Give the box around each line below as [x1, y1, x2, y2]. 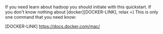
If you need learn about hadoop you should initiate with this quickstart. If [5, 4, 151, 10]
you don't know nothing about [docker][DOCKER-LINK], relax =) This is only [5, 9, 159, 15]
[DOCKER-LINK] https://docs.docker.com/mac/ [5, 23, 100, 29]
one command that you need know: [5, 14, 77, 20]
